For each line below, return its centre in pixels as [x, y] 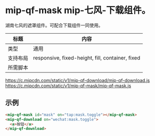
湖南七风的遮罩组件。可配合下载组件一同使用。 [54, 25]
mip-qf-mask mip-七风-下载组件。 [78, 10]
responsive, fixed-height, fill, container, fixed [87, 57]
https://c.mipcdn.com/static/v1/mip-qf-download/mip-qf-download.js [78, 80]
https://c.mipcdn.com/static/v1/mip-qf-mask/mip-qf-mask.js [68, 86]
